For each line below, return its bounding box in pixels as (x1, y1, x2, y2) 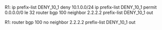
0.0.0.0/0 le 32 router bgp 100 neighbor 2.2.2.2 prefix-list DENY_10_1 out (5, 9, 153, 15)
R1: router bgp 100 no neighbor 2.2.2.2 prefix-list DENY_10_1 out (5, 19, 136, 25)
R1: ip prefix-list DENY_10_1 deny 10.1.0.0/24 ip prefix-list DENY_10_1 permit (5, 4, 157, 10)
